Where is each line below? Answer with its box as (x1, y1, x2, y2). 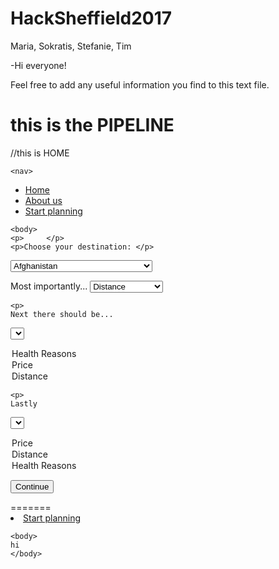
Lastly (10, 398, 38, 409)
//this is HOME (10, 147, 70, 159)
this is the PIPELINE (10, 114, 175, 137)
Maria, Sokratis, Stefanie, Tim (10, 40, 132, 52)
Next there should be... (10, 309, 114, 319)
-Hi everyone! (10, 59, 67, 71)
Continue (15, 481, 50, 492)
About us (24, 194, 63, 206)
